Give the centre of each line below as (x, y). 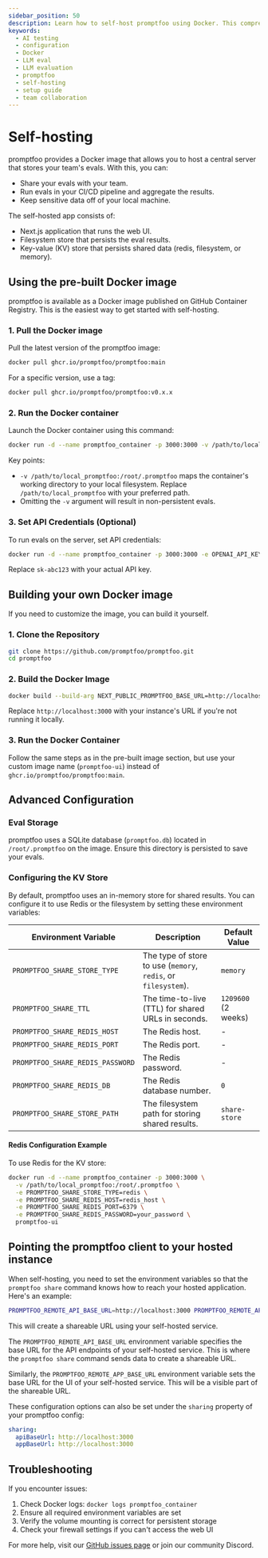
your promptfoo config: (46, 1415)
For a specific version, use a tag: (62, 378)
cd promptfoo (30, 659)
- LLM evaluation (44, 68)
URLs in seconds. (175, 1019)
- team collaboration (51, 98)
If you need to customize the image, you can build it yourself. (108, 614)
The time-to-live (174, 999)
